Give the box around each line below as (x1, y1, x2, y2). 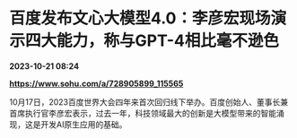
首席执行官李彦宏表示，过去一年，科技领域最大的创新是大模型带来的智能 (9, 108, 276, 118)
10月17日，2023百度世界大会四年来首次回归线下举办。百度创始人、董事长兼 (9, 96, 289, 108)
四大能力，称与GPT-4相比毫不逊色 (25, 30, 280, 51)
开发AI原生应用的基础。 (39, 118, 127, 130)
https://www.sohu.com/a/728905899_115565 (9, 78, 184, 89)
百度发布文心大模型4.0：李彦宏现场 (9, 8, 271, 29)
